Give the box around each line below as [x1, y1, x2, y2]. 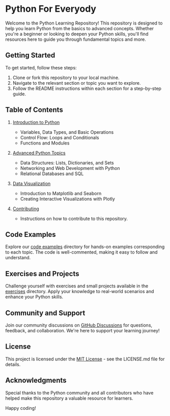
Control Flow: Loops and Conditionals [20, 134, 99, 140]
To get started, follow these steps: [5, 64, 77, 70]
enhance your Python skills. [5, 294, 64, 300]
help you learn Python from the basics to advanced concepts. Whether [5, 25, 154, 31]
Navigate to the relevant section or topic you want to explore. [12, 80, 141, 86]
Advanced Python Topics [12, 150, 66, 156]
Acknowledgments [5, 376, 67, 385]
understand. [5, 255, 31, 261]
